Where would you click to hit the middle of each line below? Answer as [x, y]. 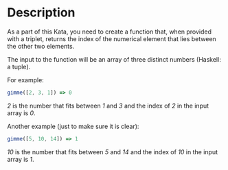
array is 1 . [21, 159]
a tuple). [19, 66]
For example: [26, 80]
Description [41, 13]
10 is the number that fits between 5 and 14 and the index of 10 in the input [113, 151]
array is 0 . [21, 113]
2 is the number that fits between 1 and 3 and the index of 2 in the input [108, 106]
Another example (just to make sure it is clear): [73, 126]
